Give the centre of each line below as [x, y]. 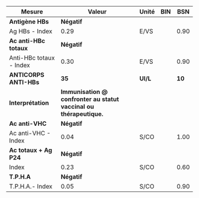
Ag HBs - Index [31, 31]
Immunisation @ [84, 92]
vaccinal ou [77, 107]
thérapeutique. [82, 114]
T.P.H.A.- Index [31, 186]
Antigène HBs [29, 22]
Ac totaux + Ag [31, 150]
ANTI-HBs [24, 82]
